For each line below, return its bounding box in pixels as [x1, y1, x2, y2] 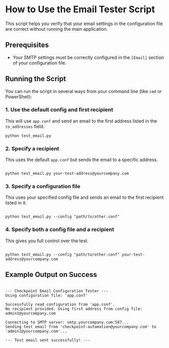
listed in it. [5, 200, 27, 206]
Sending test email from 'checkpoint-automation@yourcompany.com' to [5, 324, 157, 329]
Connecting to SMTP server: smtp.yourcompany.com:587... [5, 319, 129, 325]
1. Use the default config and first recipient [5, 106, 113, 113]
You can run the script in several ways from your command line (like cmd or [5, 88, 162, 94]
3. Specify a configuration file [5, 183, 81, 190]
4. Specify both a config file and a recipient [5, 226, 114, 233]
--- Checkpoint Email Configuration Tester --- [5, 288, 109, 293]
